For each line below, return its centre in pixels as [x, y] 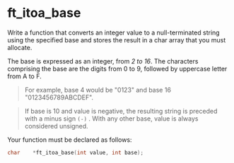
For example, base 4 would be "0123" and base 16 [98, 90]
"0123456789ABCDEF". [59, 97]
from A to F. [25, 76]
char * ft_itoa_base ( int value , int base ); [75, 152]
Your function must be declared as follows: [70, 140]
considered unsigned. [56, 126]
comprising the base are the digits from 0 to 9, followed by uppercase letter [117, 68]
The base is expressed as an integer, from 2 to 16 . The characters [103, 61]
